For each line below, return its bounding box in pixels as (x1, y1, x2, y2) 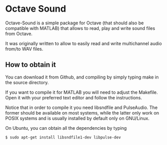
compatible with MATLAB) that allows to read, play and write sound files (5, 25, 155, 31)
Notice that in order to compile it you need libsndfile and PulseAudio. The (5, 104, 158, 111)
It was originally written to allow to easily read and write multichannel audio (5, 40, 162, 46)
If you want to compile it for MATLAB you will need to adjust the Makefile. (5, 89, 158, 95)
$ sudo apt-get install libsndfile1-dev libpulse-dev (5, 135, 121, 140)
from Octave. (5, 30, 33, 37)
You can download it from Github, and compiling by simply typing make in (5, 74, 159, 80)
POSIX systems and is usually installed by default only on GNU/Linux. (5, 115, 150, 121)
